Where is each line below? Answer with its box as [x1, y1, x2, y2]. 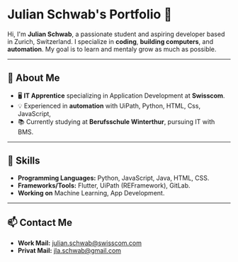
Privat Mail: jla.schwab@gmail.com [17, 246, 122, 255]
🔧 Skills [7, 155, 40, 167]
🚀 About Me [7, 72, 60, 84]
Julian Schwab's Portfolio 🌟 [7, 6, 172, 23]
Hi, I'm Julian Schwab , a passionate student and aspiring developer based [7, 30, 225, 38]
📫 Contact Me [7, 216, 73, 229]
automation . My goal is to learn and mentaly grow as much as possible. [7, 45, 217, 53]
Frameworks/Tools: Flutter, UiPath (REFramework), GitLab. [17, 181, 191, 190]
